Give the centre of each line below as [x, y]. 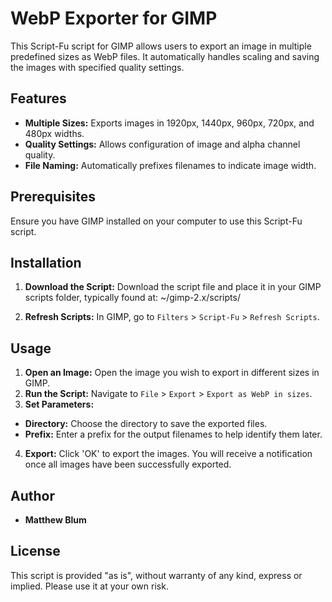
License [35, 551]
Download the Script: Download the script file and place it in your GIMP [173, 287]
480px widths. [54, 133]
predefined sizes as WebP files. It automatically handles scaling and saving [165, 56]
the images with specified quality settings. [97, 67]
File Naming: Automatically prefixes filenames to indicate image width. [170, 165]
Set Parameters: [59, 404]
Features [38, 98]
